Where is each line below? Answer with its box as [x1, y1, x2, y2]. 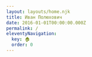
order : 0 [11, 42, 33, 48]
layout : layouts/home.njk [6, 8, 70, 15]
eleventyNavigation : [6, 31, 58, 37]
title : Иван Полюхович [6, 14, 62, 20]
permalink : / [6, 25, 39, 31]
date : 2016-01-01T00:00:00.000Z [6, 20, 86, 26]
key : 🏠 [11, 36, 30, 42]
